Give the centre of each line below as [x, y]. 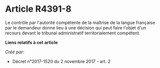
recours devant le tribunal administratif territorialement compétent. [73, 33]
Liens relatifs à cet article [32, 42]
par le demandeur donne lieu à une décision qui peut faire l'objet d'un [76, 27]
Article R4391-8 [38, 9]
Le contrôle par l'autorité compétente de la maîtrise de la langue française [80, 23]
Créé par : [15, 52]
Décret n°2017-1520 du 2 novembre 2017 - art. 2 [61, 61]
